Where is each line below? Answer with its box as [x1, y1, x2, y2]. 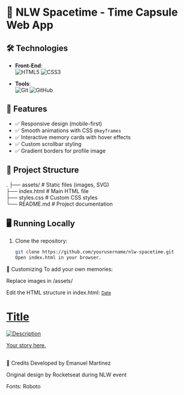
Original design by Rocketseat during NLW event [6, 371, 127, 378]
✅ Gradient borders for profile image [14, 147, 106, 154]
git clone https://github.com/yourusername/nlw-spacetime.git [14, 249, 174, 255]
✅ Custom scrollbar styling [14, 140, 82, 147]
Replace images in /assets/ [6, 277, 73, 285]
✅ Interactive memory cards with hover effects [14, 133, 131, 141]
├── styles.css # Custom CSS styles [6, 194, 98, 201]
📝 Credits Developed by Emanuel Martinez [6, 359, 111, 367]
